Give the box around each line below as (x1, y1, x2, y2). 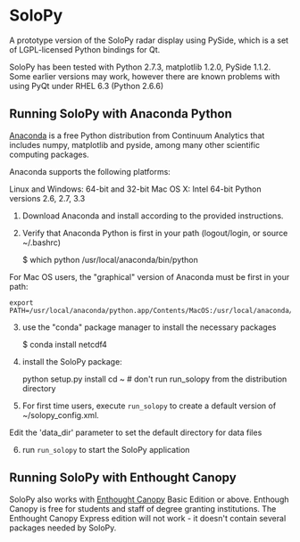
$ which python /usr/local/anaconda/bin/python (21, 254, 198, 265)
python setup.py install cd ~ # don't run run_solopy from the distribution (21, 374, 287, 384)
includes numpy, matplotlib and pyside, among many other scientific (9, 139, 261, 150)
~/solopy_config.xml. (21, 409, 100, 420)
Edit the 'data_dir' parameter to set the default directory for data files (9, 427, 262, 438)
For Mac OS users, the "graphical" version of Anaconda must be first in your (9, 271, 290, 282)
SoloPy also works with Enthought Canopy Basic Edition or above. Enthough (9, 494, 289, 505)
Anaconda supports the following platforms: (9, 166, 171, 177)
